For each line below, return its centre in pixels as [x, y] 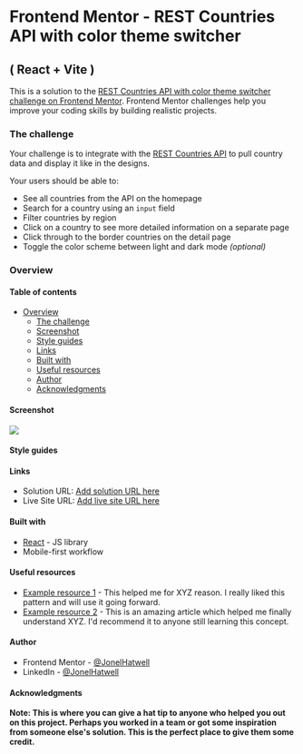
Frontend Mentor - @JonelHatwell [86, 662]
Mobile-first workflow [63, 552]
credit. [22, 742]
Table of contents [43, 291]
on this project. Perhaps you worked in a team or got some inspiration [143, 722]
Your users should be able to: [64, 181]
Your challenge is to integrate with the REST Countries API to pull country [146, 154]
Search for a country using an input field [98, 208]
